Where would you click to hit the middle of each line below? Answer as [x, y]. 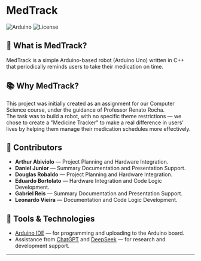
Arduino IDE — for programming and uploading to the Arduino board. [100, 233]
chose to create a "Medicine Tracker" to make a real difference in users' [95, 122]
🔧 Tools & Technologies [51, 219]
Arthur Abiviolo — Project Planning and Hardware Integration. [92, 162]
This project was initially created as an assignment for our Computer [90, 103]
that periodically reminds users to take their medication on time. [85, 66]
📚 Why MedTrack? [43, 86]
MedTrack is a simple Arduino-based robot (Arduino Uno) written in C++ [95, 60]
